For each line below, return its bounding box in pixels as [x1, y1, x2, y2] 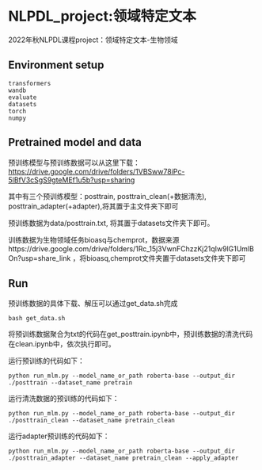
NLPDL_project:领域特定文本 [8, 7, 196, 25]
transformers [8, 79, 51, 87]
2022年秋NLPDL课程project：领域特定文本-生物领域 [8, 35, 178, 44]
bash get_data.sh [8, 315, 66, 323]
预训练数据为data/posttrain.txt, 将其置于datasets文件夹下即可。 [8, 218, 215, 227]
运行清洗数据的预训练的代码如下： [8, 394, 120, 403]
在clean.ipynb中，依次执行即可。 [8, 339, 116, 349]
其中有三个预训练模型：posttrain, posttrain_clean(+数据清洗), [8, 191, 207, 201]
